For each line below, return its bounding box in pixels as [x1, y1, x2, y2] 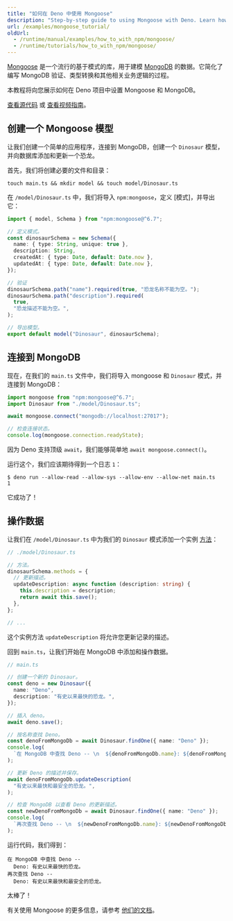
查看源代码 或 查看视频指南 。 [7, 101, 90, 108]
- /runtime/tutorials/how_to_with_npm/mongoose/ [13, 42, 157, 49]
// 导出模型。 [7, 324, 43, 331]
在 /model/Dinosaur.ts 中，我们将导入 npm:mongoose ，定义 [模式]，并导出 [7, 192, 215, 201]
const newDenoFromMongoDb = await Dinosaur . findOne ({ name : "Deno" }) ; [7, 808, 218, 815]
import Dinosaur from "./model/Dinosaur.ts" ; [7, 400, 141, 407]
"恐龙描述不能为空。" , [13, 305, 69, 313]
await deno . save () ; [7, 718, 64, 726]
